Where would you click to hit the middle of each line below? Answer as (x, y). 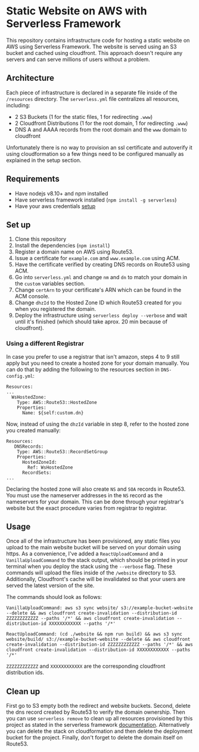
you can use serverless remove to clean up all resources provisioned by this (99, 719)
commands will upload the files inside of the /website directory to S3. (91, 573)
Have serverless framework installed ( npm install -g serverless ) (96, 200)
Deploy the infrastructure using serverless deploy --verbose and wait (101, 316)
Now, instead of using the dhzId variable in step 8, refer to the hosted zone (98, 424)
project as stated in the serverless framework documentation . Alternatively (98, 725)
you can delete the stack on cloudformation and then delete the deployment (99, 731)
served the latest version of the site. (50, 586)
